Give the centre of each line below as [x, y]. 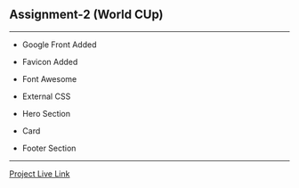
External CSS [46, 96]
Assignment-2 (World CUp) [86, 15]
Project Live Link [40, 174]
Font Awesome [49, 78]
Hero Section [46, 113]
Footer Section [49, 148]
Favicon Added [50, 61]
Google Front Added [59, 45]
